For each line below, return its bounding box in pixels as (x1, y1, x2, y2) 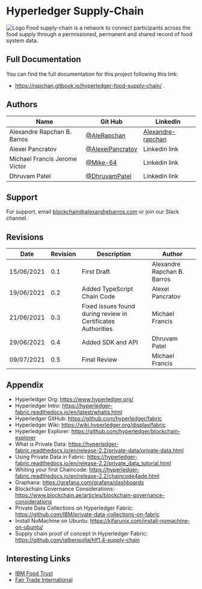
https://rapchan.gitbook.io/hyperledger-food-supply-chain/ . (14, 82, 165, 89)
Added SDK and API (82, 338, 138, 347)
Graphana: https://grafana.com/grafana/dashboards (14, 479, 144, 486)
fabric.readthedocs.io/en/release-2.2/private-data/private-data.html (14, 447, 184, 454)
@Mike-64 (85, 158, 117, 167)
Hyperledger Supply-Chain (6, 4, 144, 18)
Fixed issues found (82, 302, 135, 310)
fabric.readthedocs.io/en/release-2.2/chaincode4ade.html (14, 472, 160, 480)
